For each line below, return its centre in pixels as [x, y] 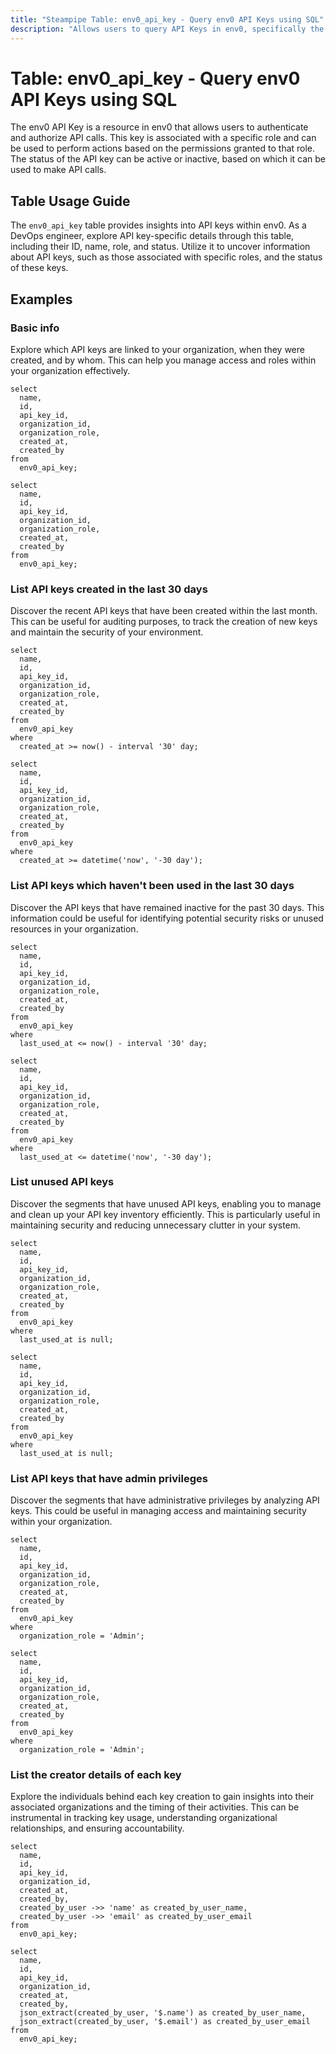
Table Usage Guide [70, 201]
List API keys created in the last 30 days [109, 589]
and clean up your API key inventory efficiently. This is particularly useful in [165, 1214]
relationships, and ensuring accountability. [97, 1828]
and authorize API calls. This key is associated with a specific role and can [163, 138]
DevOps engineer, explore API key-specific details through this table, [152, 236]
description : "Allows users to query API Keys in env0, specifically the [167, 29]
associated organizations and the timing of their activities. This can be [155, 1807]
